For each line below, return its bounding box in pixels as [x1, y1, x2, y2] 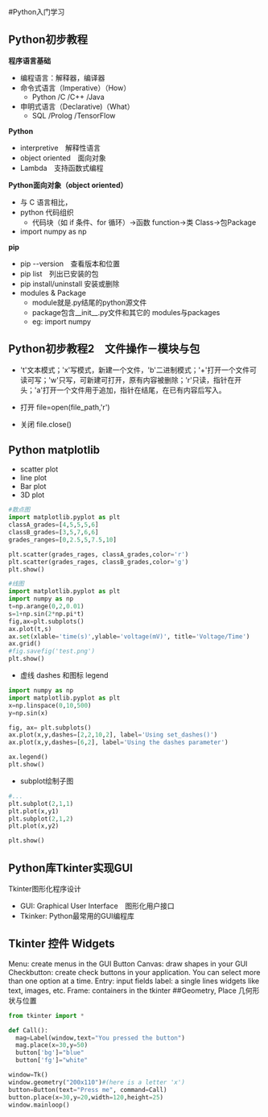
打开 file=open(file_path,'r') [19, 402, 110, 412]
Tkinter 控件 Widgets [8, 937, 115, 951]
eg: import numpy [31, 317, 91, 326]
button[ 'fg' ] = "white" [15, 1057, 89, 1065]
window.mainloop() [8, 1101, 70, 1109]
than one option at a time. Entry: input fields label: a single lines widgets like [8, 976, 260, 986]
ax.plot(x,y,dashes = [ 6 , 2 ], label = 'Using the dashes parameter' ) [8, 738, 229, 747]
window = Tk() [8, 1071, 48, 1079]
